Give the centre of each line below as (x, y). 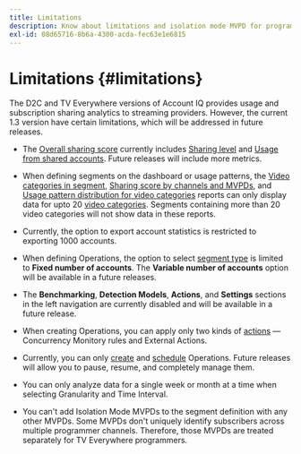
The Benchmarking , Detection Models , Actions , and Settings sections (154, 295)
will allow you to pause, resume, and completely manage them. (138, 367)
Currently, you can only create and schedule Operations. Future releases (156, 358)
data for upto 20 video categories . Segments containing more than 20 (151, 205)
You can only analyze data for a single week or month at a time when (150, 385)
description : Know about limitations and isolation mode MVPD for (136, 26)
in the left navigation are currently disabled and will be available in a (147, 304)
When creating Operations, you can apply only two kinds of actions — (151, 331)
